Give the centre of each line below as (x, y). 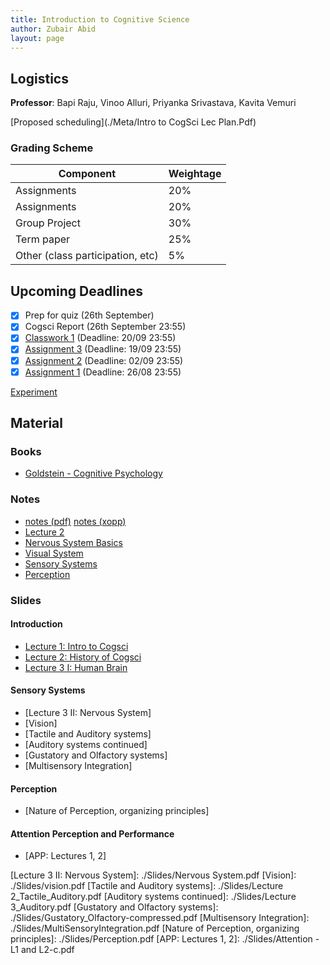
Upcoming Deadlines (77, 291)
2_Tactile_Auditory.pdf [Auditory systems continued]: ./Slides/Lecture (153, 897)
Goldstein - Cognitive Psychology (93, 473)
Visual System (54, 553)
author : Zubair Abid (53, 29)
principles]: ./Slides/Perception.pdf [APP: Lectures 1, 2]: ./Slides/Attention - (165, 939)
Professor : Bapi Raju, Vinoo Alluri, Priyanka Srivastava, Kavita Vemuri (153, 103)
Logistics (39, 78)
